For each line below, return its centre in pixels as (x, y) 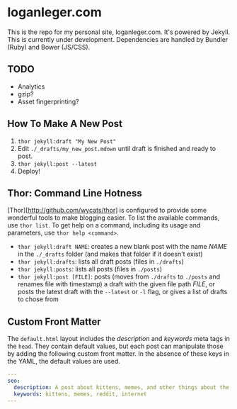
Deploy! (29, 171)
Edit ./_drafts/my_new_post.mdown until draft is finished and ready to (117, 148)
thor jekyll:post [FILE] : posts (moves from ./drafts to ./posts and (119, 276)
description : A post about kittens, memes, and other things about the (122, 387)
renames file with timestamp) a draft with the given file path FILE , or (116, 284)
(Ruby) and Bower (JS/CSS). (49, 47)
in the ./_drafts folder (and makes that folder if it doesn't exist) (110, 254)
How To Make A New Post (65, 124)
